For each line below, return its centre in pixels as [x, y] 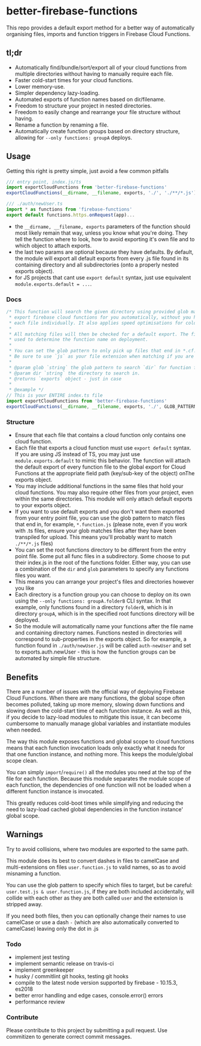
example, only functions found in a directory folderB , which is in [94, 607]
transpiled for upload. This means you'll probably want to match [94, 537]
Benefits [22, 677]
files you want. [33, 576]
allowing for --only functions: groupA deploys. [74, 137]
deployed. [27, 620]
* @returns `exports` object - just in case [65, 379]
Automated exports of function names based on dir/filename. [90, 99]
